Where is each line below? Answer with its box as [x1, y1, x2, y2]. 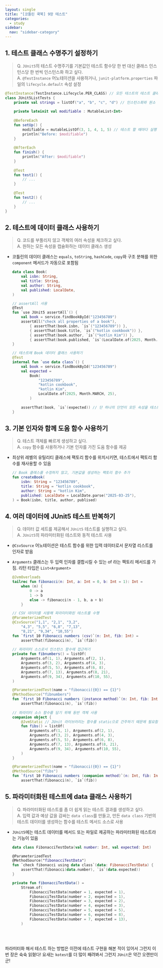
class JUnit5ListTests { [5, 96, 55, 100]
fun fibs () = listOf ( [21, 724, 65, 729]
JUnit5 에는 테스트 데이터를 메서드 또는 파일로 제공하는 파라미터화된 [12, 829, 140, 835]
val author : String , [21, 283, 63, 288]
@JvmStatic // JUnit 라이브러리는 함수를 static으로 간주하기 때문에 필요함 [21, 719, 159, 724]
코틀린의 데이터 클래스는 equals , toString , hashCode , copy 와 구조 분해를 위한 [12, 254, 158, 260]
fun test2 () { [14, 195, 42, 200]
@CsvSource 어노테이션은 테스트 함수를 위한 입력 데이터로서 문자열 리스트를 [12, 542, 153, 548]
